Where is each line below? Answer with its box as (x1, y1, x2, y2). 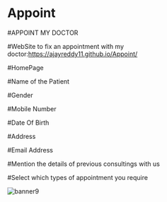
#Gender (7, 91, 33, 99)
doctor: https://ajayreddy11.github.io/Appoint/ (7, 50, 138, 58)
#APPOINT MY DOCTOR (7, 28, 79, 37)
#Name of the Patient (7, 77, 69, 86)
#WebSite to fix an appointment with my (7, 42, 125, 50)
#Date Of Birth (7, 118, 50, 127)
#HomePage (7, 63, 44, 72)
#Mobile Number (7, 104, 57, 113)
